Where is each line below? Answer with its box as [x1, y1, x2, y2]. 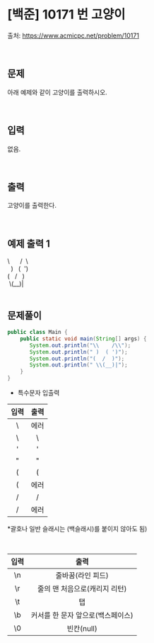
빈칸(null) [66, 624, 97, 633]
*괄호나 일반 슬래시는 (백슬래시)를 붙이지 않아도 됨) [7, 525, 148, 532]
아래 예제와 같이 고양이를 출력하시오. [7, 88, 107, 96]
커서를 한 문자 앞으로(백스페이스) [30, 610, 134, 620]
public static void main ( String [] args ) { [20, 335, 147, 342]
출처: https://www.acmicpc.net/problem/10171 [7, 31, 140, 40]
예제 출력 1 [7, 237, 51, 250]
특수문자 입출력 [17, 388, 60, 397]
